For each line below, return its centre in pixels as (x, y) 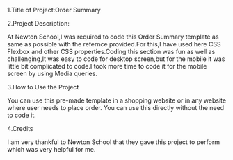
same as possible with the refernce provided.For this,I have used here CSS (114, 44)
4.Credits (20, 128)
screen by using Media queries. (52, 73)
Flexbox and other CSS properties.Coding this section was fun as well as (111, 52)
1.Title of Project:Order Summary (54, 10)
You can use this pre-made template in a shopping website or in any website (117, 100)
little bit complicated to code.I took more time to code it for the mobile (107, 66)
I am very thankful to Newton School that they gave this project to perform (114, 142)
